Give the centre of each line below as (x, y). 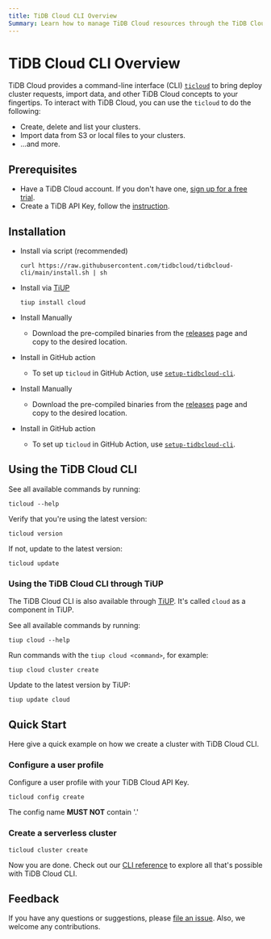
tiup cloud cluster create (54, 670)
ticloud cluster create (48, 850)
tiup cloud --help (39, 640)
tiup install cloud (53, 303)
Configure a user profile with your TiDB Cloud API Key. (99, 782)
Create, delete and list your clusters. (80, 127)
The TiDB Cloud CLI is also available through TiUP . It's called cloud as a (127, 602)
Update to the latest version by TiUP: (69, 685)
